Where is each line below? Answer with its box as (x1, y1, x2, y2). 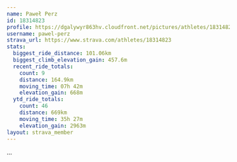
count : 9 (19, 69, 45, 76)
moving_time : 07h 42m (19, 83, 83, 90)
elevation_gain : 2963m (19, 122, 86, 129)
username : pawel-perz (6, 30, 71, 37)
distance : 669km (19, 109, 68, 116)
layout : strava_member (6, 129, 74, 136)
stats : (6, 43, 26, 50)
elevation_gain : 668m (19, 89, 83, 96)
